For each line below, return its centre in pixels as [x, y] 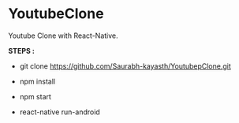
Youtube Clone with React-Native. [63, 35]
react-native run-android [60, 112]
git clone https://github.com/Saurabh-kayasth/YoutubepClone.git [125, 66]
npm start [35, 96]
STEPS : [22, 50]
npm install [37, 81]
